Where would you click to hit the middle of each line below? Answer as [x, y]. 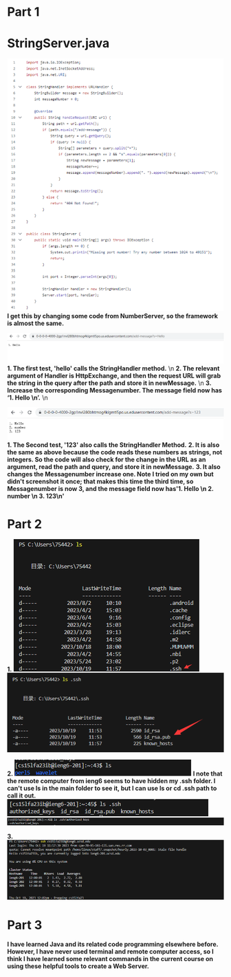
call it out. [22, 795]
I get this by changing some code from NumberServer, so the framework [113, 316]
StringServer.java [58, 44]
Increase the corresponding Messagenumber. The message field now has [114, 391]
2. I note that [115, 773]
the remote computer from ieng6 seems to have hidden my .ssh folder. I [111, 780]
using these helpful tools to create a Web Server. [78, 966]
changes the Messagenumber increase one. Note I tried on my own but [111, 474]
